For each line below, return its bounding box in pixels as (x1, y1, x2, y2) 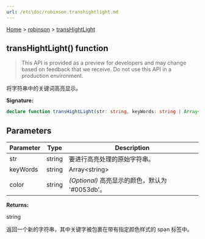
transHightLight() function (6, 43, 109, 54)
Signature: (6, 97, 34, 104)
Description (115, 144, 150, 152)
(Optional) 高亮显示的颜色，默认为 (68, 176, 167, 185)
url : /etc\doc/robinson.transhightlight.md (6, 9, 119, 15)
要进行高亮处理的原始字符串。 (68, 155, 154, 164)
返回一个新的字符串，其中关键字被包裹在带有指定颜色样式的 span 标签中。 (6, 226, 193, 233)
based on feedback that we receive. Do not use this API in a (21, 66, 172, 73)
